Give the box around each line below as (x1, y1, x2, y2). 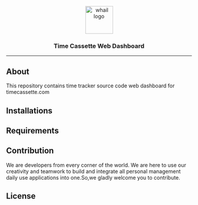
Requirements (6, 125, 59, 135)
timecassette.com (6, 89, 50, 96)
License (6, 191, 36, 201)
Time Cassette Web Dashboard (53, 41, 145, 50)
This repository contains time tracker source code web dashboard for (6, 82, 175, 89)
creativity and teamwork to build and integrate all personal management (6, 168, 181, 175)
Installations (6, 106, 53, 116)
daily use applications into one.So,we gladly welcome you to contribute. (6, 174, 181, 181)
